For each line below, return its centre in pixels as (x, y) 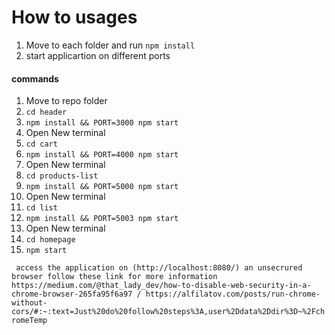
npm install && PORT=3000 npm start (102, 123)
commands (35, 78)
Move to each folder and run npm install (110, 45)
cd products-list (62, 176)
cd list (41, 208)
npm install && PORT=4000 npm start (102, 155)
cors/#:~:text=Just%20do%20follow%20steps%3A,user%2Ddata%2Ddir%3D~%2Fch (168, 312)
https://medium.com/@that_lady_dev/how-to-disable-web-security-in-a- (161, 286)
